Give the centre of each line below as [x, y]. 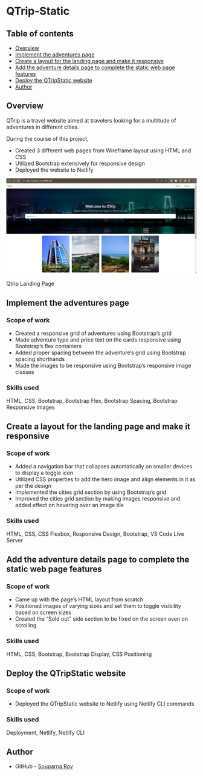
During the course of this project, [47, 138]
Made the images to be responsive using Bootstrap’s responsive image [103, 365]
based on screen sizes [43, 612]
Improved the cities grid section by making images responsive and [98, 498]
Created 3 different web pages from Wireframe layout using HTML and [103, 150]
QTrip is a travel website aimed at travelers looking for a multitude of [91, 120]
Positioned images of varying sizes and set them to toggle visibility [98, 606]
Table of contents [40, 34]
